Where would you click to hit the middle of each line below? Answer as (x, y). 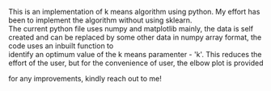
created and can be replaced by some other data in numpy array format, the (135, 37)
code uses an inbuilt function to (61, 46)
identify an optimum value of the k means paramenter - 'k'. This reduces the (135, 54)
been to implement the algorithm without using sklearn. (100, 20)
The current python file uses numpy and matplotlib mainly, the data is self (131, 29)
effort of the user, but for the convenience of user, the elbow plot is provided (136, 63)
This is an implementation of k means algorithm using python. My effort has (134, 12)
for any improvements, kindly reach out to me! (85, 79)
